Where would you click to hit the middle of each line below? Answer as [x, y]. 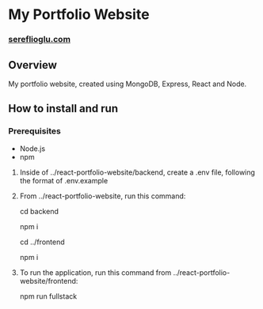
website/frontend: [49, 281]
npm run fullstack [48, 296]
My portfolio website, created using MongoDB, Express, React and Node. [128, 84]
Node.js [32, 149]
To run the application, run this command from [95, 272]
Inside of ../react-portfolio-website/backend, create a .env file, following [137, 172]
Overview [33, 65]
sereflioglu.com [40, 40]
